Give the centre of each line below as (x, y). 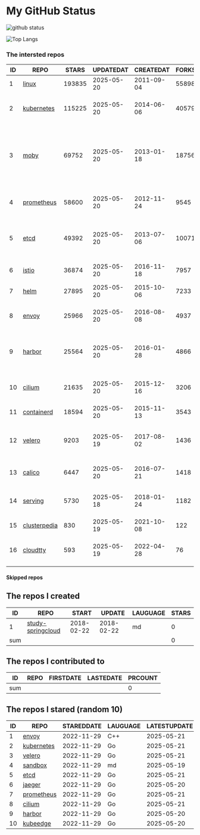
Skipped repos (25, 577)
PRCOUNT (143, 678)
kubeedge (37, 824)
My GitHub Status (51, 11)
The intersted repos (35, 54)
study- (37, 623)
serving (33, 501)
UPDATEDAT (111, 70)
